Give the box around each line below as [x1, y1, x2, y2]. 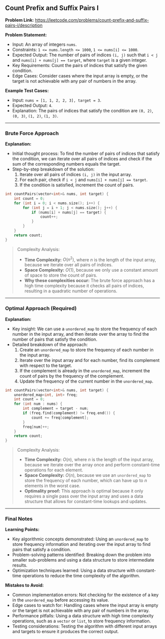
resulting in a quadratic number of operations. [24, 288, 118, 294]
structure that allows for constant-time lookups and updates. [24, 498, 147, 504]
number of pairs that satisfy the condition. [12, 336, 97, 342]
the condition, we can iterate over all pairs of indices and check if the [12, 156, 152, 162]
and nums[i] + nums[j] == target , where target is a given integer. [12, 57, 147, 63]
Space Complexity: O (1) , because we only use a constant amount [24, 267, 158, 273]
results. [12, 562, 28, 568]
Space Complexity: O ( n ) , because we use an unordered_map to [24, 472, 151, 478]
